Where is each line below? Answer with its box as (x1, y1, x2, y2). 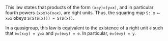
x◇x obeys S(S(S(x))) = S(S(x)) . (5, 15, 75, 21)
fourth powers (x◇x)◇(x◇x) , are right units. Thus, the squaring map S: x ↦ (5, 10, 160, 16)
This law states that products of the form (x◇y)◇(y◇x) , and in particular (5, 5, 154, 10)
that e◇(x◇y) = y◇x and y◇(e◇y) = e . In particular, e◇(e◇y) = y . (5, 30, 136, 36)
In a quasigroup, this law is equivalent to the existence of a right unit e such (5, 25, 163, 31)
